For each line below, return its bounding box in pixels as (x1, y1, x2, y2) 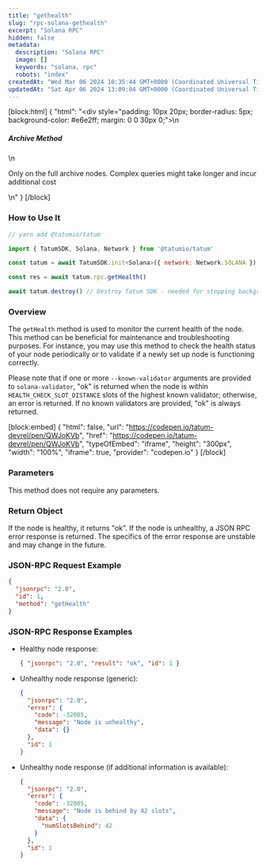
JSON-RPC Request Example (8, 559, 122, 570)
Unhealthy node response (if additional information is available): (19, 762, 229, 772)
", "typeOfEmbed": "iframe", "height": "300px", (78, 439, 232, 448)
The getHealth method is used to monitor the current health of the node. (8, 324, 244, 334)
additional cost (8, 177, 57, 187)
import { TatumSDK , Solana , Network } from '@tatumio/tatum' (8, 245, 215, 253)
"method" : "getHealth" (15, 600, 90, 608)
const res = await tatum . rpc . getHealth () (8, 273, 147, 281)
